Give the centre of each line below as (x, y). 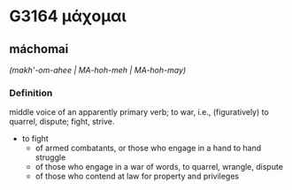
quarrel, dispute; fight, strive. (62, 122)
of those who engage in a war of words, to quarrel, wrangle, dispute (159, 167)
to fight (35, 139)
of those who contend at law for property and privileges (137, 176)
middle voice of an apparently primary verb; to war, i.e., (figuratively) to (139, 112)
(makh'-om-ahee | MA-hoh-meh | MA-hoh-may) (98, 70)
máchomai (39, 49)
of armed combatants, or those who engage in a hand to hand (148, 148)
